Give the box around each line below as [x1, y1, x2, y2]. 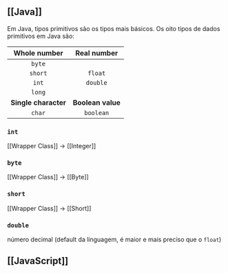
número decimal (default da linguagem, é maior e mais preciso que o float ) [7, 235, 222, 243]
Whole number [13, 48, 63, 58]
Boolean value [72, 97, 121, 107]
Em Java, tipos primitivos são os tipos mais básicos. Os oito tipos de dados [7, 24, 220, 32]
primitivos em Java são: [7, 32, 74, 40]
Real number [75, 48, 118, 58]
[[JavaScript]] [7, 255, 69, 267]
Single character [10, 97, 67, 107]
